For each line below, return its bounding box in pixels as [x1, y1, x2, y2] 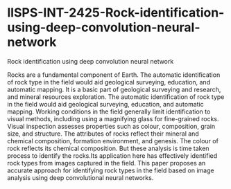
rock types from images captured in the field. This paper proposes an [7, 159, 206, 167]
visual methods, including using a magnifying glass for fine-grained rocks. [7, 114, 220, 123]
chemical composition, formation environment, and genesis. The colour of [7, 136, 219, 145]
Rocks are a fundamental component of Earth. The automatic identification [7, 71, 221, 79]
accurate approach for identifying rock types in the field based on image [7, 166, 214, 174]
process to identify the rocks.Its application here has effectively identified [7, 151, 218, 160]
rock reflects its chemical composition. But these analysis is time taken [7, 144, 209, 152]
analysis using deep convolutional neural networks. [7, 173, 154, 181]
